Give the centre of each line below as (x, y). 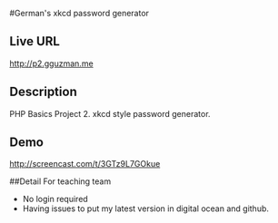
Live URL (35, 41)
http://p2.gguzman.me (51, 63)
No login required (55, 199)
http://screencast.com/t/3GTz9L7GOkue (85, 164)
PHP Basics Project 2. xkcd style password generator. (110, 113)
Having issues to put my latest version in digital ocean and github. (146, 208)
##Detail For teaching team (60, 181)
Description (43, 92)
